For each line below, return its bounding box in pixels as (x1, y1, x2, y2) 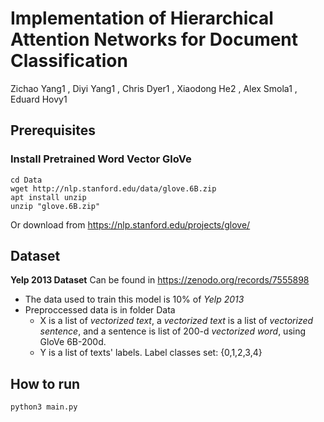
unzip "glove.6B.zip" (10, 201, 101, 211)
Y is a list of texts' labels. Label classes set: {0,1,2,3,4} (39, 347, 263, 359)
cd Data (10, 175, 43, 185)
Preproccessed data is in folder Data (24, 304, 176, 316)
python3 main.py (10, 402, 78, 412)
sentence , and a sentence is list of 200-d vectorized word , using (39, 325, 307, 337)
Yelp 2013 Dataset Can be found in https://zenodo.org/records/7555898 (10, 274, 310, 286)
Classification (10, 50, 128, 72)
